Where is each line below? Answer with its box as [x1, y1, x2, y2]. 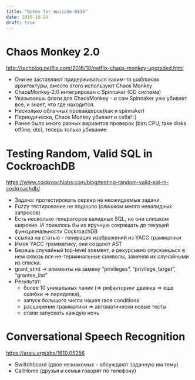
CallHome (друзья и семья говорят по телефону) [14, 367, 137, 375]
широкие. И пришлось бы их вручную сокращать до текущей [14, 222, 169, 229]
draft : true [6, 19, 35, 25]
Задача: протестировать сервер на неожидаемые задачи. [14, 196, 162, 204]
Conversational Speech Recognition [6, 330, 186, 343]
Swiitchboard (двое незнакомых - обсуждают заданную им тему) [14, 361, 179, 368]
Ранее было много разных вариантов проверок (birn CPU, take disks [14, 120, 187, 127]
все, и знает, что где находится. [14, 101, 95, 108]
